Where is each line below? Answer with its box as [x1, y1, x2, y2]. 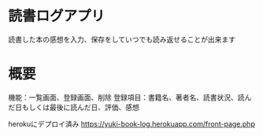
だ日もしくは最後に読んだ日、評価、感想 [8, 102, 139, 112]
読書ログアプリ [8, 7, 106, 25]
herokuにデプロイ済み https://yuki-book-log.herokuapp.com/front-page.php [8, 119, 256, 128]
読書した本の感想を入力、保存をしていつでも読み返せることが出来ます [8, 35, 236, 44]
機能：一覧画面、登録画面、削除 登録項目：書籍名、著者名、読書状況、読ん [8, 92, 252, 102]
